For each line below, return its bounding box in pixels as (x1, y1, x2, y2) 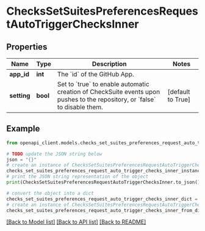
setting (9, 92, 31, 100)
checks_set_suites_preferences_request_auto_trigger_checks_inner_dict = (6, 196, 198, 202)
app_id (9, 70, 29, 78)
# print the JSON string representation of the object (6, 174, 149, 180)
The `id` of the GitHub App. (57, 70, 134, 78)
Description (92, 60, 127, 68)
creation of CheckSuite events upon (57, 87, 160, 96)
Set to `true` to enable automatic (57, 80, 149, 88)
